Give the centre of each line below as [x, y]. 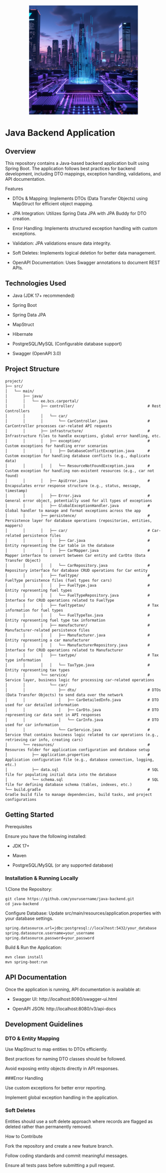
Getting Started [30, 815]
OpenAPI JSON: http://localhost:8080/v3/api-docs [64, 1009]
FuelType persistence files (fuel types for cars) [59, 580]
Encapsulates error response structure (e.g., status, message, [73, 486]
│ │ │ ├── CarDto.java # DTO [82, 710]
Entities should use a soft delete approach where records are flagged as [79, 1121]
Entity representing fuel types [39, 590]
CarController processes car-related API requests [59, 426]
